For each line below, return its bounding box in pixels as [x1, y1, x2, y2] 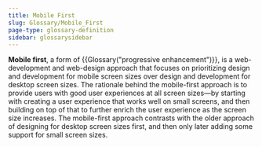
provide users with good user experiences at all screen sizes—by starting [8, 88, 246, 98]
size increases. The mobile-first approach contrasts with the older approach [8, 113, 255, 123]
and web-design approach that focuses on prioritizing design [52, 64, 250, 73]
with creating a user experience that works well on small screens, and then [8, 97, 250, 106]
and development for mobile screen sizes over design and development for [8, 72, 251, 81]
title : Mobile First [8, 11, 76, 20]
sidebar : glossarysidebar [8, 33, 93, 42]
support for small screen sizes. [8, 130, 108, 140]
